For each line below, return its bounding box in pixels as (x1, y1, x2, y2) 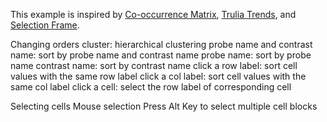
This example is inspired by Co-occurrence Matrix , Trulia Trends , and (10, 9, 297, 20)
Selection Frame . (10, 19, 80, 31)
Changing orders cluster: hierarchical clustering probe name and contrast (10, 39, 313, 50)
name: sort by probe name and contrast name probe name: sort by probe (10, 49, 312, 61)
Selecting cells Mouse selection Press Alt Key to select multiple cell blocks (10, 100, 318, 112)
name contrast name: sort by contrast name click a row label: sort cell (10, 60, 298, 71)
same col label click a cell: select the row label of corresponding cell (10, 81, 292, 93)
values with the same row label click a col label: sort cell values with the (10, 70, 307, 82)
